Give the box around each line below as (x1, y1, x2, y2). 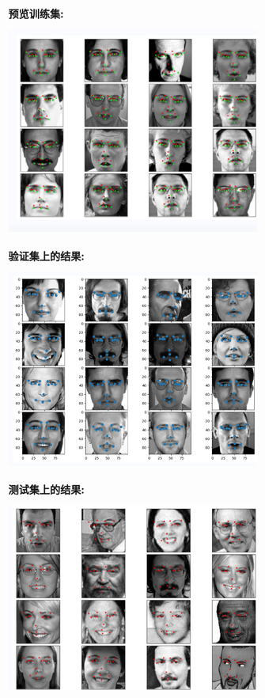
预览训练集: (8, 7, 65, 21)
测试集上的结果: (8, 484, 85, 497)
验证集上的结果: (8, 249, 85, 263)
